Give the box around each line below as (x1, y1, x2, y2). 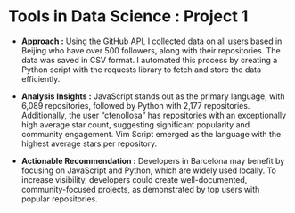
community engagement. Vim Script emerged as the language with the (20, 128, 282, 139)
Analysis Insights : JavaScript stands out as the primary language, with (20, 91, 285, 102)
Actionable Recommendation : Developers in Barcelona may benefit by (20, 155, 285, 166)
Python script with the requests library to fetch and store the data (20, 64, 262, 75)
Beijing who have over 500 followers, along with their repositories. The (20, 45, 282, 55)
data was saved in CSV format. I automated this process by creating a (20, 54, 278, 65)
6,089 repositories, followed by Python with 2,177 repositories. (20, 100, 250, 111)
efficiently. (20, 73, 61, 84)
